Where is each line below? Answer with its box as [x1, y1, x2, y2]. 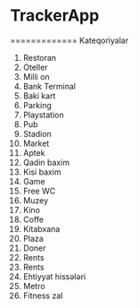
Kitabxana [22, 223, 61, 234]
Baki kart [22, 90, 56, 101]
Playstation [22, 109, 65, 120]
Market [22, 138, 50, 149]
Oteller [22, 62, 48, 73]
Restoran [22, 52, 57, 63]
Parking [22, 99, 53, 110]
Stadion [22, 128, 52, 139]
